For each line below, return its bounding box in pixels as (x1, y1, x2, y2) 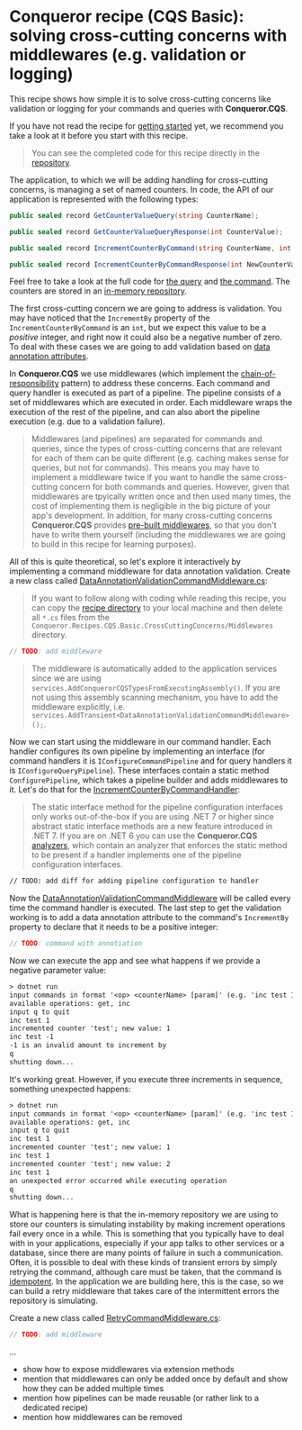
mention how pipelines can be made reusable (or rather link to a (22, 1393, 259, 1404)
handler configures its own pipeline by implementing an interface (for (9, 746, 265, 757)
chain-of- (241, 368, 276, 379)
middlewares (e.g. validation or (9, 45, 246, 65)
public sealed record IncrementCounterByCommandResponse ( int (9, 259, 244, 269)
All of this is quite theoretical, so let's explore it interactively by (9, 557, 241, 567)
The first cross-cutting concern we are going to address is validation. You (9, 303, 282, 314)
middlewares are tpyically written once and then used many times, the (31, 491, 291, 502)
